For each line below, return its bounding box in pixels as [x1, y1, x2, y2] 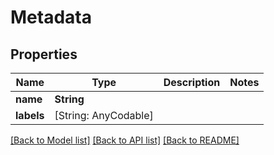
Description [163, 76, 221, 89]
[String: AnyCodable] [54, 109, 154, 122]
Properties [10, 46, 78, 63]
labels [15, 109, 45, 122]
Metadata [10, 6, 92, 29]
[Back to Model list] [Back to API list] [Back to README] [10, 134, 240, 146]
